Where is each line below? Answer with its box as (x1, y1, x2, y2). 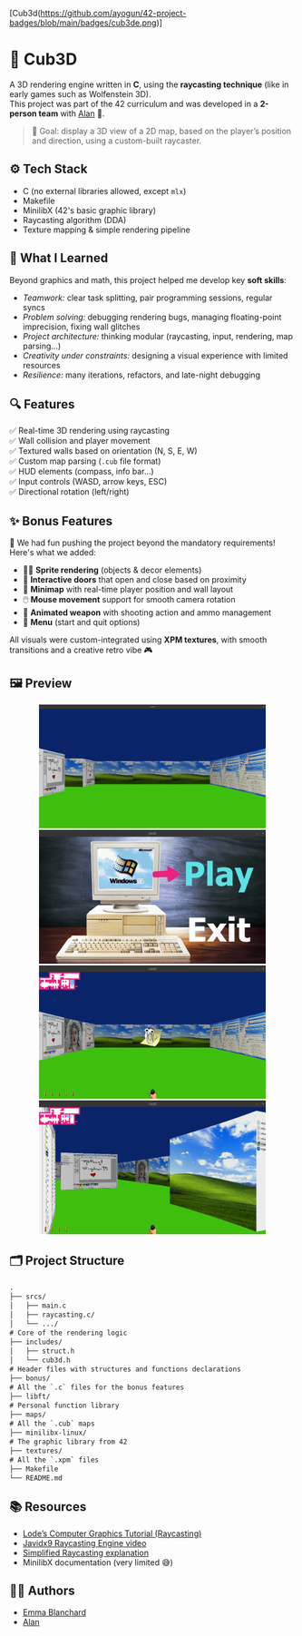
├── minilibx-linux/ (9, 1428, 88, 1437)
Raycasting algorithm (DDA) (22, 214, 127, 225)
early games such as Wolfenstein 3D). (9, 88, 151, 99)
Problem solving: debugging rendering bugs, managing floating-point (22, 311, 282, 322)
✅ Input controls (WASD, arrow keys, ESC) (9, 476, 168, 487)
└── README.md (9, 1474, 63, 1483)
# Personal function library (9, 1401, 120, 1410)
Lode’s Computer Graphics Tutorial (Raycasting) (22, 1528, 202, 1539)
